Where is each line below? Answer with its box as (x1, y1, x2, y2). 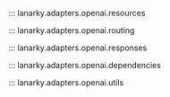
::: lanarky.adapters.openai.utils (8, 77, 124, 88)
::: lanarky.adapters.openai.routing (8, 25, 135, 35)
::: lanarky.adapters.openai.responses (8, 42, 148, 53)
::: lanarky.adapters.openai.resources (8, 8, 146, 18)
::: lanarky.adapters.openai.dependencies (8, 60, 162, 70)
